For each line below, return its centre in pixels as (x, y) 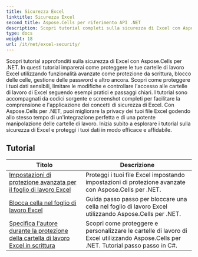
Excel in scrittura (32, 245)
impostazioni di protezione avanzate (135, 182)
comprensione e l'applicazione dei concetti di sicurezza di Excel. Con (90, 105)
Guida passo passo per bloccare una (136, 199)
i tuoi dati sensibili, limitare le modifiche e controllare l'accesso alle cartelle (97, 86)
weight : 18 (19, 39)
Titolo (44, 165)
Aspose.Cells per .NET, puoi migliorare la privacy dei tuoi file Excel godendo (98, 111)
